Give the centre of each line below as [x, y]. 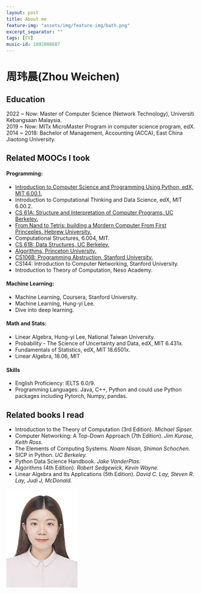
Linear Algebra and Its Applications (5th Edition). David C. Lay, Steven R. [104, 474]
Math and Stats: [26, 323]
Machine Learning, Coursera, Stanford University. [76, 297]
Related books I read [45, 415]
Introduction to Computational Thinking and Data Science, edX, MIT [98, 200]
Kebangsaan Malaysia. [34, 120]
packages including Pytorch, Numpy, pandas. [71, 396]
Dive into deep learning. [44, 310]
